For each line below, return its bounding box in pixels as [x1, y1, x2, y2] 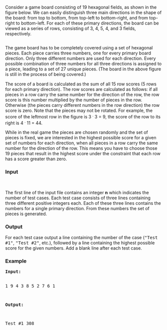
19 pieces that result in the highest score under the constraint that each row [5, 151, 161, 157]
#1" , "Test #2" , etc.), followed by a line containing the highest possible [5, 240, 155, 246]
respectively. [5, 31, 31, 36]
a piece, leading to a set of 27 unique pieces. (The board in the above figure [5, 66, 161, 72]
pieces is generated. [5, 211, 47, 217]
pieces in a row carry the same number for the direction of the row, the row [5, 92, 160, 97]
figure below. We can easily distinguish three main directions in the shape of [5, 9, 162, 15]
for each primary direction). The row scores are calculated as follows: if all [5, 86, 158, 92]
